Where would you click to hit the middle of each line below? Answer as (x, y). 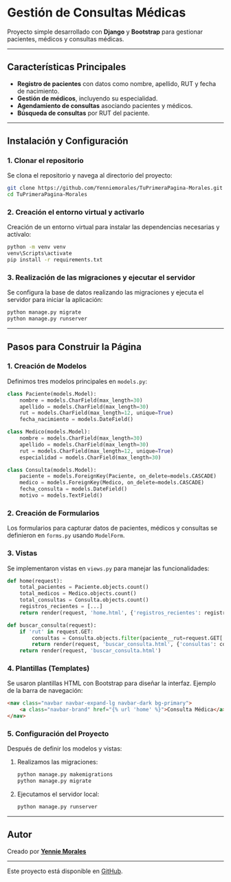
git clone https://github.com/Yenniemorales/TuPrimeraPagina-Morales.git (115, 188)
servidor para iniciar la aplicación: (55, 300)
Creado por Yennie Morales (47, 851)
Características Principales (67, 67)
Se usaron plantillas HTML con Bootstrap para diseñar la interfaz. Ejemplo (112, 683)
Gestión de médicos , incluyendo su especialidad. (87, 98)
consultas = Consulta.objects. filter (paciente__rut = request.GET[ (128, 638)
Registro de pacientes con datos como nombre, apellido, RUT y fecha (117, 83)
